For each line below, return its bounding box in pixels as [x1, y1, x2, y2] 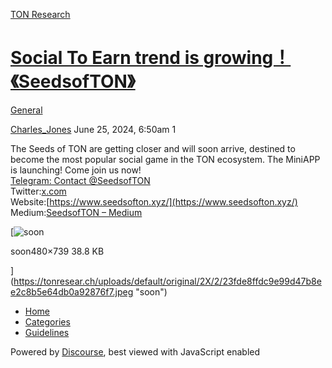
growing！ [203, 47, 292, 69]
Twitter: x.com [10, 185, 67, 197]
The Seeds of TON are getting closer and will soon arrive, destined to [10, 142, 296, 154]
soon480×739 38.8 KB [10, 245, 105, 257]
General [10, 104, 43, 116]
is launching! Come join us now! [10, 164, 142, 176]
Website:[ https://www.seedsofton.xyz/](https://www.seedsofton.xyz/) [10, 195, 298, 208]
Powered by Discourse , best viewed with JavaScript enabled [10, 345, 261, 358]
